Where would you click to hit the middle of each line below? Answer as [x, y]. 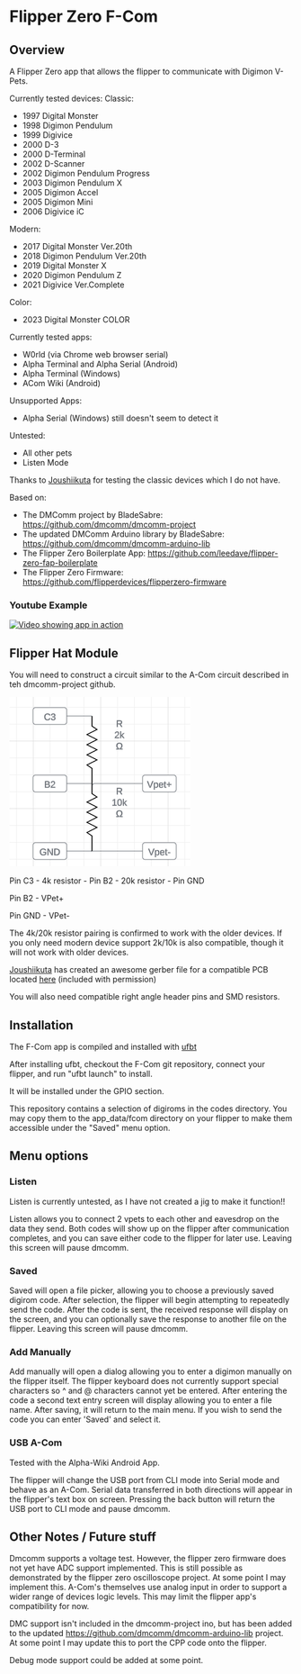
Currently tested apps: [51, 337]
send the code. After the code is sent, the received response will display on [149, 1309]
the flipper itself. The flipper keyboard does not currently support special [144, 1381]
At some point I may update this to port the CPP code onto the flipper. [138, 1643]
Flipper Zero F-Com [84, 17]
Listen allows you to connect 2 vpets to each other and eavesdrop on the [145, 1218]
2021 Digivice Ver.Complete [73, 285]
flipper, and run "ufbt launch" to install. [81, 1073]
